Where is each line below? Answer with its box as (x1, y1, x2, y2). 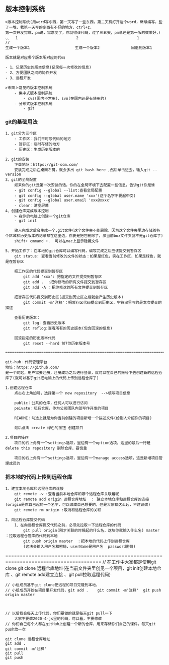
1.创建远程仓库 (5, 385, 33, 390)
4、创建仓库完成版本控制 (5, 209, 49, 214)
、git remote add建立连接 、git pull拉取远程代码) (11, 571, 111, 578)
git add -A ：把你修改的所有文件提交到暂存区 (23, 285, 108, 290)
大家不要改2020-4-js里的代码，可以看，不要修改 (14, 616, 102, 621)
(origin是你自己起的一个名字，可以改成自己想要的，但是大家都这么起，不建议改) (5, 502, 151, 507)
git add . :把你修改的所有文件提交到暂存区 (23, 280, 107, 285)
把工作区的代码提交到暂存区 (14, 269, 63, 274)
